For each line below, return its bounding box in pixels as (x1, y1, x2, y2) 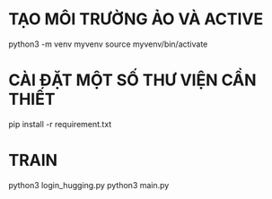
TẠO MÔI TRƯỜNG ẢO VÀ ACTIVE (8, 9, 264, 30)
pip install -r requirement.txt (8, 118, 112, 129)
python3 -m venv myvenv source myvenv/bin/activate (8, 39, 208, 49)
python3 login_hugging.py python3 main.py (8, 179, 170, 190)
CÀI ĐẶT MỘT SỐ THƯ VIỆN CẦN (8, 70, 257, 91)
